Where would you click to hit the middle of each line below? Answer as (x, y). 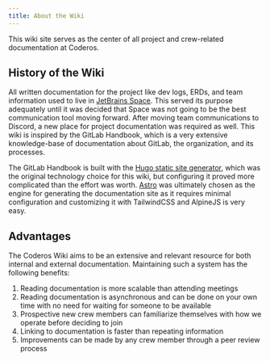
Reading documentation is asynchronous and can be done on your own (139, 297)
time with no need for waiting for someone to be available (116, 306)
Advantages (39, 236)
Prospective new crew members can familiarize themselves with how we (141, 314)
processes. (27, 152)
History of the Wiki (56, 73)
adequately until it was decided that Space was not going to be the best (127, 109)
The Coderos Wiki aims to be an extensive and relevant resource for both (130, 256)
